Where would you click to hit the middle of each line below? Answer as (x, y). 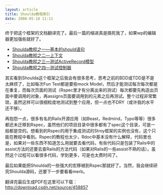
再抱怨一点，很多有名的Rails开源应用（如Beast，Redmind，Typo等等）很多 (81, 119)
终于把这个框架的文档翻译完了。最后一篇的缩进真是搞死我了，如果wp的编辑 (81, 33)
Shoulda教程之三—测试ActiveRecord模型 (53, 62)
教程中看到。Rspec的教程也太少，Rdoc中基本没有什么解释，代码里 (80, 137)
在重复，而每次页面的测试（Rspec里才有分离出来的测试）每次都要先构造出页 (82, 90)
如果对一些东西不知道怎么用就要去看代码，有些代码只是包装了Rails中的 (84, 143)
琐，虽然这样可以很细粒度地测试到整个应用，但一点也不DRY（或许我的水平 (80, 102)
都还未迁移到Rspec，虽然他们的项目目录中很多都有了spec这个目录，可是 (78, 125)
